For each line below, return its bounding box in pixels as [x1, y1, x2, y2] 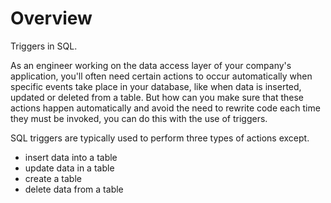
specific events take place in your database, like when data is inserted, [10, 80, 302, 92]
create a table [24, 172, 82, 184]
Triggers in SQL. [10, 40, 78, 52]
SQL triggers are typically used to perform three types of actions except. [10, 132, 310, 144]
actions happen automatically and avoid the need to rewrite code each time [10, 102, 321, 114]
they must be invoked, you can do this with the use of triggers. [10, 112, 268, 124]
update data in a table [24, 162, 115, 174]
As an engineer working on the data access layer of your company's [10, 59, 292, 71]
